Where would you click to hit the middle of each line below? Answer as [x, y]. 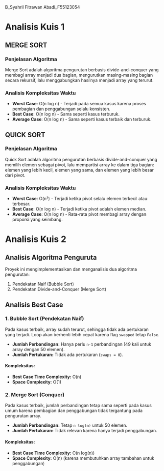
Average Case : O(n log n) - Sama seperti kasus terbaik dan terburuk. [82, 119]
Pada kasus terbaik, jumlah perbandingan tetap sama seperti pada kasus [78, 406]
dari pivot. [15, 175]
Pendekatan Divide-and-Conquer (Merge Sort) [59, 289]
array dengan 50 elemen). [38, 349]
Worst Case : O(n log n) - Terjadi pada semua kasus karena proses [79, 104]
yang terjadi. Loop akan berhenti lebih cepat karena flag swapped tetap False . [82, 334]
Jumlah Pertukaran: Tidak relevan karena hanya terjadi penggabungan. [85, 431]
